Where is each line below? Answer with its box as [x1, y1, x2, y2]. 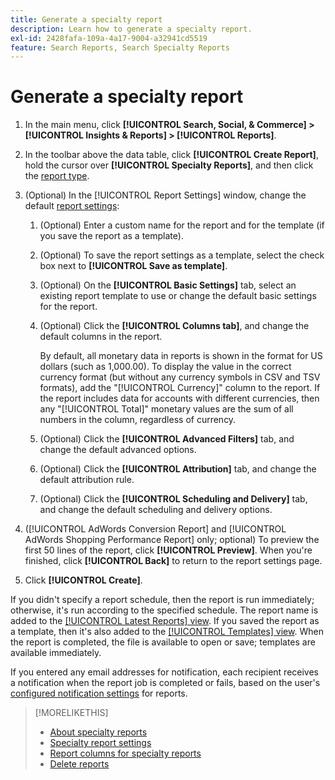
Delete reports [49, 758, 110, 770]
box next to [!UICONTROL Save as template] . [39, 260, 228, 272]
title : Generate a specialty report [10, 14, 163, 25]
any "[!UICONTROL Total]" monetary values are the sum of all [39, 403, 294, 415]
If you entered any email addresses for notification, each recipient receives [10, 666, 320, 678]
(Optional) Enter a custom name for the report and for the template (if [39, 219, 325, 231]
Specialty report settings [49, 737, 152, 749]
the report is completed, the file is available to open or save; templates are [10, 636, 316, 648]
